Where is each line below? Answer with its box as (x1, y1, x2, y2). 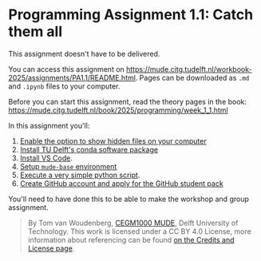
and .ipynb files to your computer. (8, 81, 121, 91)
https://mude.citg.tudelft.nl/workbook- (126, 64, 253, 73)
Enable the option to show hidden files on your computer (19, 136, 207, 145)
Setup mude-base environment (19, 161, 117, 171)
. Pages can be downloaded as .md (135, 73, 250, 82)
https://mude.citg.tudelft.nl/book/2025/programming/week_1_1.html (8, 105, 229, 115)
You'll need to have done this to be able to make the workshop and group (8, 194, 249, 204)
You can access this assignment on (8, 64, 125, 73)
